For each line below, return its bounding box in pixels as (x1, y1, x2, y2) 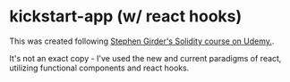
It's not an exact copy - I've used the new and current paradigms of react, (9, 53, 282, 63)
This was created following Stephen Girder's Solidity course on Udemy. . (9, 36, 275, 46)
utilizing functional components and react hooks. (9, 62, 190, 73)
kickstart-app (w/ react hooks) (9, 6, 243, 27)
